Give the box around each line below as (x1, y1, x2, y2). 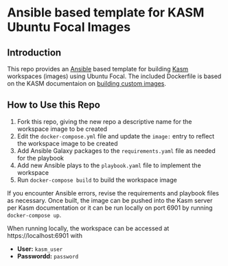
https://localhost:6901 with (7, 231, 82, 239)
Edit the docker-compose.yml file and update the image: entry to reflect (16, 132, 215, 140)
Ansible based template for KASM (7, 5, 205, 21)
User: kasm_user (16, 245, 63, 253)
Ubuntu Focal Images (7, 19, 131, 35)
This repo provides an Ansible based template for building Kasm (7, 65, 189, 73)
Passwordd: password (16, 252, 79, 260)
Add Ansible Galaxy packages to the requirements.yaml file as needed (16, 146, 216, 155)
